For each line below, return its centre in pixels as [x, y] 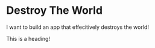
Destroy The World [55, 10]
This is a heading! [28, 38]
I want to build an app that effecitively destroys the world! [78, 27]
